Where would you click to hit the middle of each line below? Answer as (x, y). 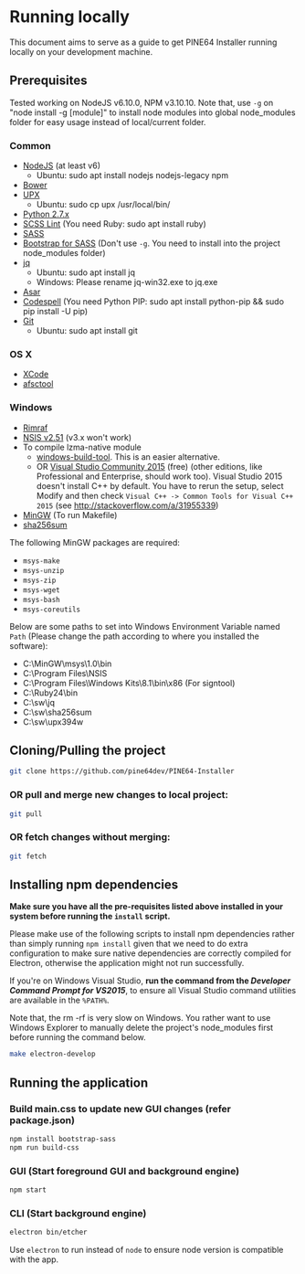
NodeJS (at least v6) (61, 165)
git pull (26, 814)
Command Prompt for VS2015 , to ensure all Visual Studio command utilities (153, 991)
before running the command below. (78, 1037)
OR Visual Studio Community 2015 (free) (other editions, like (149, 466)
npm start (28, 1190)
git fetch (28, 856)
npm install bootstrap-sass (63, 1140)
